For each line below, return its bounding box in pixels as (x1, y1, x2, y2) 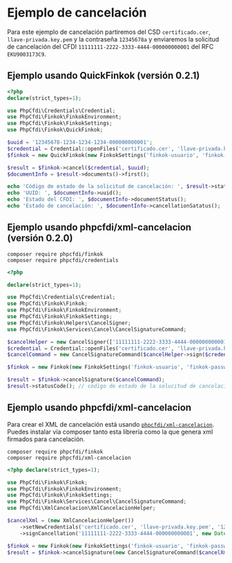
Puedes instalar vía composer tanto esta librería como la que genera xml (7, 427, 213, 436)
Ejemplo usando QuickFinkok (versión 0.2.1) (7, 70, 200, 82)
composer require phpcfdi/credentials (7, 257, 119, 264)
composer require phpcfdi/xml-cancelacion (7, 454, 131, 461)
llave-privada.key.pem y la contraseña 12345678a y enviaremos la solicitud (7, 35, 220, 43)
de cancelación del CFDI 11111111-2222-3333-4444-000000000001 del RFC (7, 42, 214, 50)
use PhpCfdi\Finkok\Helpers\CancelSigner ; (7, 320, 131, 326)
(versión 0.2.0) (7, 232, 73, 244)
